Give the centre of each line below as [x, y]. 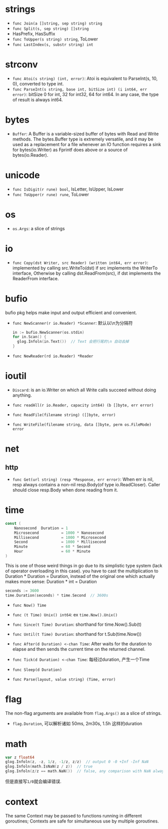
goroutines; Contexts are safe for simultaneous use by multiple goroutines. [82, 821]
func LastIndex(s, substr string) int [53, 45]
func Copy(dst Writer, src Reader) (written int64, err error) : [80, 262]
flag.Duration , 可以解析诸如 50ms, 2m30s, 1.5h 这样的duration [77, 723]
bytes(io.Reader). [30, 155]
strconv [22, 65]
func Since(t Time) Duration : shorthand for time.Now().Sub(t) [77, 624]
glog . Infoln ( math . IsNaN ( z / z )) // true [49, 766]
